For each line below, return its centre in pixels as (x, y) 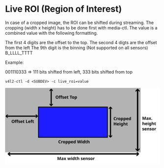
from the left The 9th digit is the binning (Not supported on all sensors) (77, 48)
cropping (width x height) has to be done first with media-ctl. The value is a (81, 27)
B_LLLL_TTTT (19, 53)
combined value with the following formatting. (52, 33)
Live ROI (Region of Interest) (64, 9)
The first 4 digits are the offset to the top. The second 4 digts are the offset (81, 42)
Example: (14, 62)
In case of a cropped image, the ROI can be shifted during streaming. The (79, 23)
